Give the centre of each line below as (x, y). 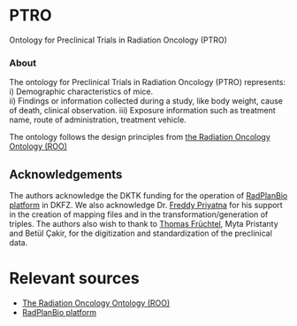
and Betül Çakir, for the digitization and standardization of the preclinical (141, 233)
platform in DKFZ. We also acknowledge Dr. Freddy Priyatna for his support (146, 206)
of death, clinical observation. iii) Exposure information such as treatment (142, 111)
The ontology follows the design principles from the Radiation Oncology (140, 137)
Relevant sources (74, 279)
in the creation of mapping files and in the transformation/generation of (139, 214)
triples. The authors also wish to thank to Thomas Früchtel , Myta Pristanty (144, 224)
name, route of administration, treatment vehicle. (98, 120)
